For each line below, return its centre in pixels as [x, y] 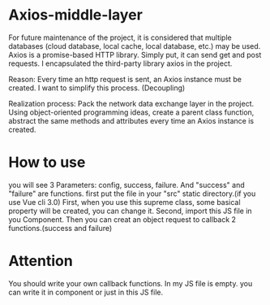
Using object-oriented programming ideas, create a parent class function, [131, 112]
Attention [41, 261]
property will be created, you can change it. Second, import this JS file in [131, 211]
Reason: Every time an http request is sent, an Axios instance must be [125, 79]
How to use [47, 162]
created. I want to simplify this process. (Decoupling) [97, 88]
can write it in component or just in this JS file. [86, 292]
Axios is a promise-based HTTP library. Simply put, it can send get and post [135, 54]
